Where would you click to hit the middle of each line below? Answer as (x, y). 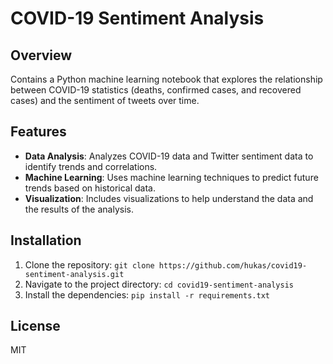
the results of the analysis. (79, 209)
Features (38, 132)
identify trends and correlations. (91, 166)
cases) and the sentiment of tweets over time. (105, 100)
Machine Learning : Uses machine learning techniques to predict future (171, 177)
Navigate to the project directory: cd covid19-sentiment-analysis (159, 284)
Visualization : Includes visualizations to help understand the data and (169, 198)
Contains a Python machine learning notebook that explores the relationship (166, 79)
